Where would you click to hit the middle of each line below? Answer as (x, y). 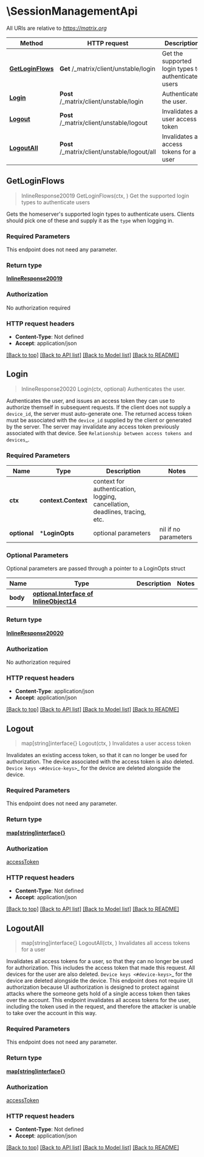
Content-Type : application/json (54, 691)
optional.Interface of (63, 594)
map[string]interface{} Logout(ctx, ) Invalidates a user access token (106, 743)
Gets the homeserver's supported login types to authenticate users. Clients (100, 214)
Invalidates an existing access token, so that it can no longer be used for (97, 755)
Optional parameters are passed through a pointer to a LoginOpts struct (96, 569)
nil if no (170, 530)
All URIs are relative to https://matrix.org (57, 28)
